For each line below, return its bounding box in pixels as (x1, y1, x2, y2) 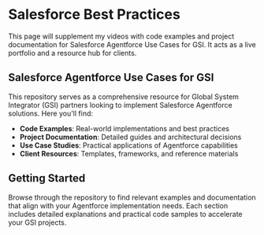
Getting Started (8, 171, 86, 185)
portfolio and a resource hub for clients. (8, 48, 137, 57)
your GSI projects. (8, 218, 67, 227)
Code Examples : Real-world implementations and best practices (19, 123, 230, 133)
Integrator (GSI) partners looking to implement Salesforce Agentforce (8, 100, 232, 109)
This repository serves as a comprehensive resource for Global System (8, 92, 239, 101)
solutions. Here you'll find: (8, 108, 93, 118)
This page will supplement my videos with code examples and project (8, 31, 235, 41)
